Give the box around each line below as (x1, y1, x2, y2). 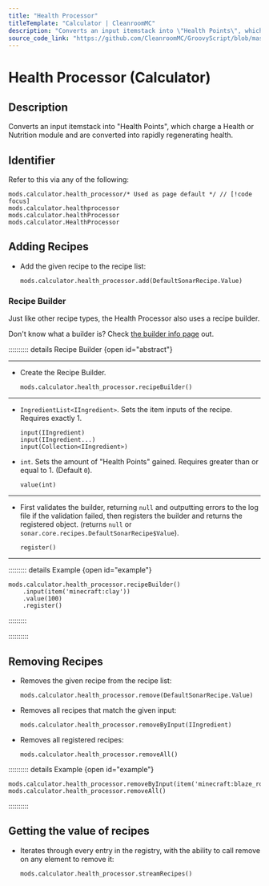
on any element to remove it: (19, 854, 114, 864)
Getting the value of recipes (8, 824, 150, 838)
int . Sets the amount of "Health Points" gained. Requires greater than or (19, 457, 259, 467)
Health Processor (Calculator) (8, 69, 211, 87)
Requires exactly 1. (19, 414, 82, 423)
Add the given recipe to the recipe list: (19, 261, 147, 271)
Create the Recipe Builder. (19, 368, 106, 378)
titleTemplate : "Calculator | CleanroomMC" (8, 19, 156, 27)
